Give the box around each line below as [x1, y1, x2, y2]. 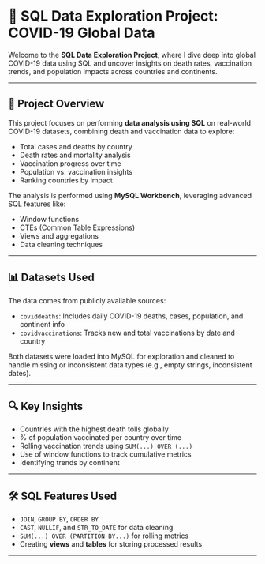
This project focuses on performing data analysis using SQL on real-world [8, 118, 251, 127]
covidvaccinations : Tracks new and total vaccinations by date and [19, 328, 235, 337]
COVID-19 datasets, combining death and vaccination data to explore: [8, 126, 235, 136]
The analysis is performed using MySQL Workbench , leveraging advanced [8, 190, 252, 200]
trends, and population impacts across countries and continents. [8, 66, 218, 76]
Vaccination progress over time [19, 158, 121, 168]
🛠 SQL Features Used [8, 489, 118, 502]
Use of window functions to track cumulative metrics [19, 449, 192, 459]
